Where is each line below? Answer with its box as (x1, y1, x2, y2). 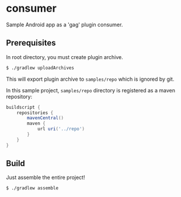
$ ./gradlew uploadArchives (6, 65, 75, 71)
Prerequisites (6, 38, 56, 48)
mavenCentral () (27, 115, 64, 121)
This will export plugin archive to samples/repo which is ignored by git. (6, 75, 175, 82)
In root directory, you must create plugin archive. (6, 53, 124, 60)
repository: (6, 93, 33, 100)
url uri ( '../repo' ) (37, 126, 85, 132)
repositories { (16, 110, 54, 116)
